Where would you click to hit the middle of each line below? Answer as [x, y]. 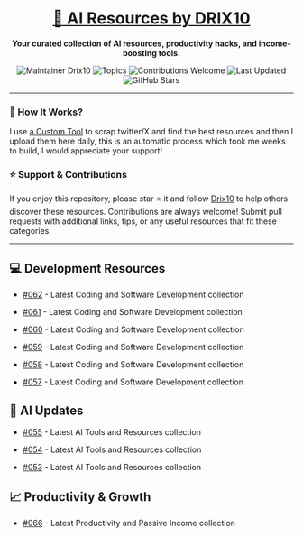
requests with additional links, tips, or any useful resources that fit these [143, 221]
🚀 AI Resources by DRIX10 [151, 19]
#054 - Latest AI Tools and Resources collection [112, 449]
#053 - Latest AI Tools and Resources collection [112, 468]
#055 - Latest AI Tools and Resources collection [111, 432]
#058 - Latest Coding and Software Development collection [133, 365]
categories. [30, 230]
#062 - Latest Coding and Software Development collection [133, 295]
